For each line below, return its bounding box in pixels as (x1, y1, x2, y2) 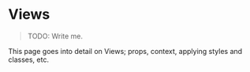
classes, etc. (8, 55, 50, 64)
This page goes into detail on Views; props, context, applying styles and (8, 46, 243, 56)
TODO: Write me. (27, 31, 84, 41)
